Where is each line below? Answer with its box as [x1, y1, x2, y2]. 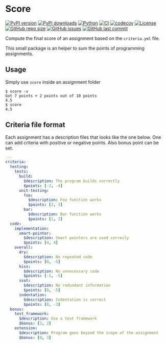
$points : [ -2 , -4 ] [23, 183, 63, 188]
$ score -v [5, 89, 29, 94]
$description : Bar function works [28, 212, 102, 217]
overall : [14, 245, 33, 250]
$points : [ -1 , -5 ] [23, 274, 63, 279]
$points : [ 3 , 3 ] [28, 202, 63, 207]
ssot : [18, 278, 31, 283]
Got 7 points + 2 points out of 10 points [5, 93, 97, 98]
